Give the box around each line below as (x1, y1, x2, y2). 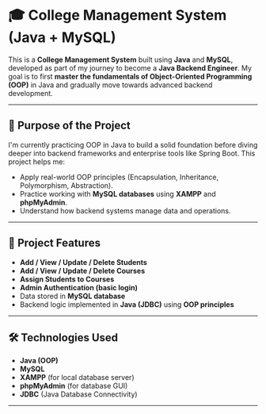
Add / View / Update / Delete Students (19, 257, 148, 266)
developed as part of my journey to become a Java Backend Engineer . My (8, 63, 252, 72)
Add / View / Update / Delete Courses (19, 266, 146, 275)
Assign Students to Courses (19, 274, 115, 284)
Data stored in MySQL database (19, 291, 126, 301)
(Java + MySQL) (8, 29, 116, 47)
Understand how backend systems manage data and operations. (19, 205, 231, 215)
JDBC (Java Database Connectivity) (19, 389, 138, 399)
